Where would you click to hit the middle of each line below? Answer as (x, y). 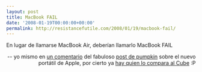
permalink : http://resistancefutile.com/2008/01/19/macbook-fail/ (91, 28)
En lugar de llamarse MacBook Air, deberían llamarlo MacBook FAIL (90, 45)
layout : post (23, 12)
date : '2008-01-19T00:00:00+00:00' (51, 23)
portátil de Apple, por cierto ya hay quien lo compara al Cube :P (117, 63)
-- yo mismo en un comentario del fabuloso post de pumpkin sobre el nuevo (101, 57)
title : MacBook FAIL (32, 17)
